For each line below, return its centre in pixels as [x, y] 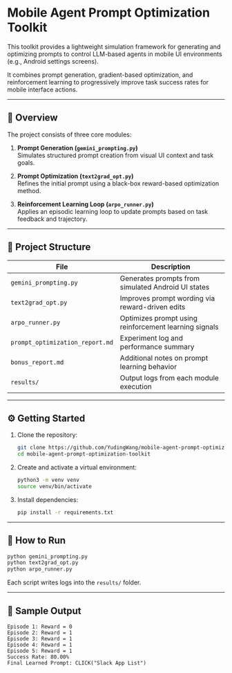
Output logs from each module [170, 377]
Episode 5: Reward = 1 [40, 651]
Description [171, 267]
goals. [26, 162]
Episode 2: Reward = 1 [40, 633]
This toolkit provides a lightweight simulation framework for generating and [114, 46]
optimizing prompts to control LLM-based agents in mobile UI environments [115, 54]
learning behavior [148, 366]
